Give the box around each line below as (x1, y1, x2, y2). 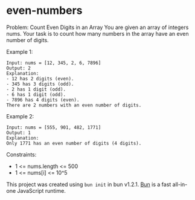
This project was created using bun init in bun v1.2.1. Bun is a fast (6, 181, 171, 188)
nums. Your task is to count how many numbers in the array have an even (6, 30, 189, 37)
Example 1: (6, 48, 33, 55)
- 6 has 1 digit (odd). (6, 91, 66, 97)
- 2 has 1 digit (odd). (6, 86, 66, 92)
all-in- (172, 181, 188, 188)
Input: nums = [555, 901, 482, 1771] (6, 124, 101, 131)
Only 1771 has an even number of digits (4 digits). (6, 140, 142, 146)
